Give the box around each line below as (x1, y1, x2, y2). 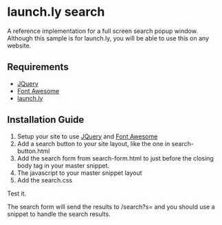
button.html (16, 147, 50, 155)
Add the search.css (16, 176, 73, 184)
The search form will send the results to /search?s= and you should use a (7, 202, 215, 211)
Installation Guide (7, 114, 85, 126)
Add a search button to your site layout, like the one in (16, 139, 170, 147)
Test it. (7, 189, 27, 198)
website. (7, 41, 32, 49)
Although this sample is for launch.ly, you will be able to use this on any (7, 34, 210, 42)
